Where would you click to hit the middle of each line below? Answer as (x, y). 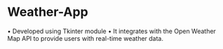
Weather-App (48, 12)
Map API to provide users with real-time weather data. (85, 38)
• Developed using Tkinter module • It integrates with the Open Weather (111, 31)
